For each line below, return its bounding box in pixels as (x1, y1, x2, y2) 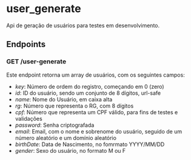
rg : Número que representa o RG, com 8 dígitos (15, 102, 134, 109)
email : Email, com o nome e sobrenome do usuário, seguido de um (15, 127, 183, 135)
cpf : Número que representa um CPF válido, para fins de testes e (15, 108, 178, 116)
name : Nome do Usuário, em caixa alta (15, 95, 113, 103)
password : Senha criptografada (15, 121, 95, 129)
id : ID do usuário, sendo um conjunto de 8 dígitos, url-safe (15, 89, 161, 97)
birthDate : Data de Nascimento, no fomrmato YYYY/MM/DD (15, 141, 165, 148)
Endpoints (6, 39, 46, 50)
